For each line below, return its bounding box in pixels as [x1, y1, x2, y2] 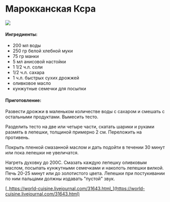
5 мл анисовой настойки [12, 59, 66, 65]
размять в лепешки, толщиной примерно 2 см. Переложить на [5, 129, 142, 135]
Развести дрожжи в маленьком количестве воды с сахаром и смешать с [5, 109, 165, 115]
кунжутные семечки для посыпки [12, 86, 86, 92]
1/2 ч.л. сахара [12, 70, 45, 76]
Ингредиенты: [5, 31, 38, 37]
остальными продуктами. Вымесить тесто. [5, 114, 98, 120]
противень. [5, 134, 30, 141]
